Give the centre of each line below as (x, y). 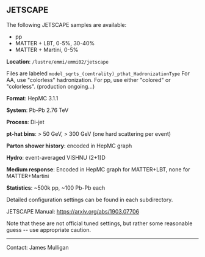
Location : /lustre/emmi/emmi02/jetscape (57, 61)
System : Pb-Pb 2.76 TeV (38, 110)
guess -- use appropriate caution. (49, 229)
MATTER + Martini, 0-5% (47, 50)
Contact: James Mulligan (38, 247)
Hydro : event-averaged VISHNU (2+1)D (56, 157)
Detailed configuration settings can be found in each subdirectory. (90, 199)
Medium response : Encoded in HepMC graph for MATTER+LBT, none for (98, 169)
